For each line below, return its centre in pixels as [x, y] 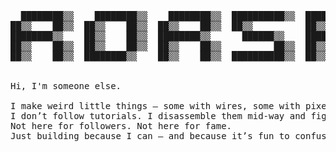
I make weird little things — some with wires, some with [155, 106]
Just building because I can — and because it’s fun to [150, 136]
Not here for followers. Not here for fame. [121, 126]
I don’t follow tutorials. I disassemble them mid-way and [158, 116]
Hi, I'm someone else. [66, 86]
